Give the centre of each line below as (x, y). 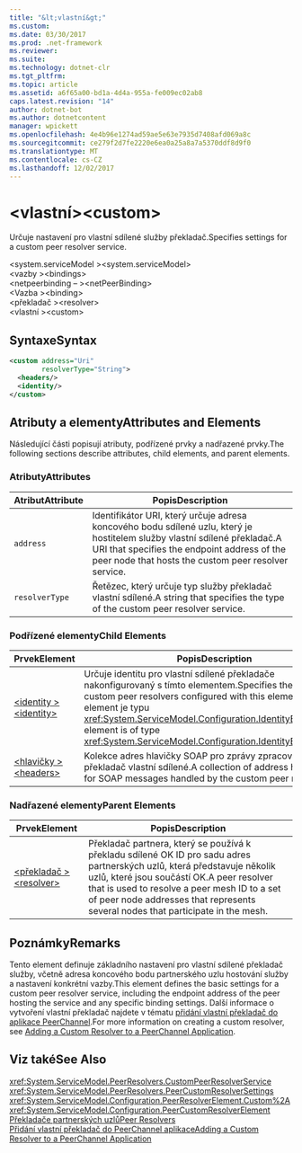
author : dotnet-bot (46, 110)
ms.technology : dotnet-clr (60, 68)
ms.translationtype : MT (54, 151)
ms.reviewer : (34, 51)
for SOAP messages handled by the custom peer (187, 778)
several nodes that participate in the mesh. (178, 911)
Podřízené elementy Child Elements (88, 635)
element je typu (117, 707)
